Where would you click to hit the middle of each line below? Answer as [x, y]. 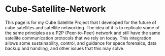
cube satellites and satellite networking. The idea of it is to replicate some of [82, 27]
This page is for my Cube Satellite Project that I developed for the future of [81, 22]
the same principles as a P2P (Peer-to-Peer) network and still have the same [83, 33]
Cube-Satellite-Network [55, 9]
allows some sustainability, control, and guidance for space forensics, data [81, 43]
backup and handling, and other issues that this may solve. [65, 48]
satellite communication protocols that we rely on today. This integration [78, 38]
